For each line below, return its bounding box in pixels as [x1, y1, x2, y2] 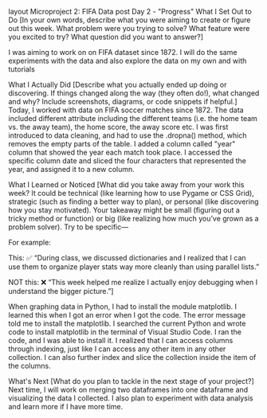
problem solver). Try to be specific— [8, 222, 129, 232]
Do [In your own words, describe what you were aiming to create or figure [8, 15, 251, 25]
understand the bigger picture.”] [8, 287, 114, 295]
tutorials [8, 64, 36, 74]
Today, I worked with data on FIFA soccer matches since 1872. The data [8, 105, 245, 115]
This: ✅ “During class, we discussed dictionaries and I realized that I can [8, 253, 246, 262]
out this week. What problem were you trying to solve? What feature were [8, 24, 250, 33]
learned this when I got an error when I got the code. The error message [8, 311, 246, 319]
